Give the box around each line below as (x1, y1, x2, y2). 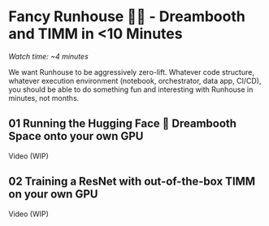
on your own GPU (8, 187, 98, 202)
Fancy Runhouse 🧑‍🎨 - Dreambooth (8, 7, 245, 26)
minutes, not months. (8, 93, 80, 102)
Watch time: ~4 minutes (8, 51, 89, 61)
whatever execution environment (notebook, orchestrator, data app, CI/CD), (8, 76, 262, 85)
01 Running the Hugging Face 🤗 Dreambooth (8, 117, 237, 131)
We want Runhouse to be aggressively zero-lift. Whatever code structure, (8, 67, 254, 76)
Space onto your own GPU (8, 129, 144, 143)
